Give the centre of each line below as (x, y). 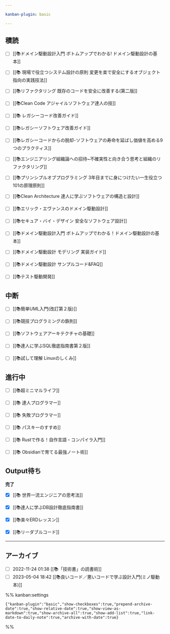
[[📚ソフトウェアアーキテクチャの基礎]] (53, 333)
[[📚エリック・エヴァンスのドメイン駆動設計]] (60, 208)
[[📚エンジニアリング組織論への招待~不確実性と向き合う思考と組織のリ (87, 159)
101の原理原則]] (29, 186)
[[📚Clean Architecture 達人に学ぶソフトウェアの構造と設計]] (76, 196)
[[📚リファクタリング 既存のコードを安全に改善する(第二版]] (75, 91)
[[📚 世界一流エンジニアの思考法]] (48, 495)
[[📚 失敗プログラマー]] (36, 415)
